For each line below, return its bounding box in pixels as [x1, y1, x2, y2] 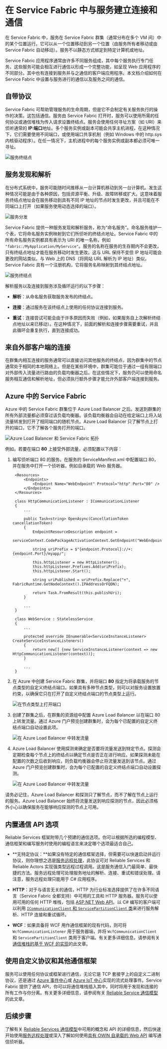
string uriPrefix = [32, 547, 73, 552]
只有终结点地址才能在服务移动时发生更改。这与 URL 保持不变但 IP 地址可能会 [5, 249, 162, 255]
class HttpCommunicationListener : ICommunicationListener [14, 499, 140, 504]
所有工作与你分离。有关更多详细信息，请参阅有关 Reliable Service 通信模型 [5, 990, 158, 996]
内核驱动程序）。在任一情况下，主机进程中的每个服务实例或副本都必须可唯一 [5, 138, 160, 144]
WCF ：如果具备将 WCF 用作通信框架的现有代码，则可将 [12, 922, 127, 928]
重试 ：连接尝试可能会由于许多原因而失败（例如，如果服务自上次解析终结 [12, 314, 161, 320]
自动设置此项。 [29, 725, 61, 731]
